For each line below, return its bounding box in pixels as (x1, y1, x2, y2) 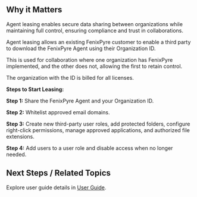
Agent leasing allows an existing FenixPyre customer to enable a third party (6, 38, 191, 45)
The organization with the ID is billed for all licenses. (6, 74, 134, 81)
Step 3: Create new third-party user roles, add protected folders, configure (6, 120, 190, 127)
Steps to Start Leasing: (6, 86, 64, 93)
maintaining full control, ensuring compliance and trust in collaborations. (6, 27, 183, 34)
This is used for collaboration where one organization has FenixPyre (6, 56, 173, 63)
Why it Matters (6, 5, 62, 15)
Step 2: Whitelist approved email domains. (6, 108, 110, 115)
